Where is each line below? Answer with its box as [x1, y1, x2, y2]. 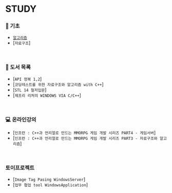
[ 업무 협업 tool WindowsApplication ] [12, 182, 88, 188]
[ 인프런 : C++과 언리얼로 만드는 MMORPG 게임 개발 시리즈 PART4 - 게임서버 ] [12, 130, 156, 136]
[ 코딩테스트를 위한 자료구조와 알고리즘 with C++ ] [12, 81, 104, 87]
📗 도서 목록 [5, 64, 31, 71]
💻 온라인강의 [5, 116, 36, 123]
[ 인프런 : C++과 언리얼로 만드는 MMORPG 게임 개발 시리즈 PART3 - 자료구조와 [12, 135, 158, 142]
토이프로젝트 [5, 164, 35, 171]
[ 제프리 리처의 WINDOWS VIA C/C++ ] [12, 92, 81, 98]
